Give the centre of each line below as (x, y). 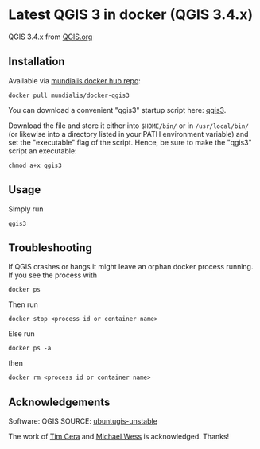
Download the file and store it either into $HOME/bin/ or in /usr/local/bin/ (128, 126)
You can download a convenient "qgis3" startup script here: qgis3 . (117, 110)
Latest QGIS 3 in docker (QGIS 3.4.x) (131, 15)
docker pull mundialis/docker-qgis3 (69, 95)
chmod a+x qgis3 (35, 165)
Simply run (26, 209)
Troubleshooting (50, 248)
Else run (22, 334)
